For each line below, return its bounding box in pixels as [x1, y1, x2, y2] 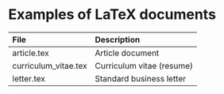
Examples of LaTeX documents [8, 6, 217, 24]
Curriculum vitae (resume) [95, 60, 193, 71]
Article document [95, 47, 160, 58]
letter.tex [12, 73, 45, 84]
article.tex [12, 47, 49, 58]
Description [95, 34, 141, 45]
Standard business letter [95, 73, 187, 84]
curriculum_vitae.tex [12, 60, 87, 71]
